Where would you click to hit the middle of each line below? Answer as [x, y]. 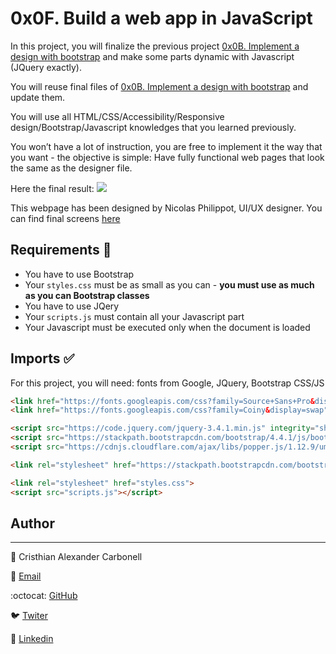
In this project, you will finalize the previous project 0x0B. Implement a [155, 46]
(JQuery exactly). [46, 67]
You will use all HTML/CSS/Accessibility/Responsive [117, 116]
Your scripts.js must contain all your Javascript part [134, 316]
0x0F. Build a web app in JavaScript [161, 18]
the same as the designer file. [71, 168]
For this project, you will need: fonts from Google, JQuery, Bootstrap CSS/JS [167, 383]
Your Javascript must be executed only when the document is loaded [167, 327]
